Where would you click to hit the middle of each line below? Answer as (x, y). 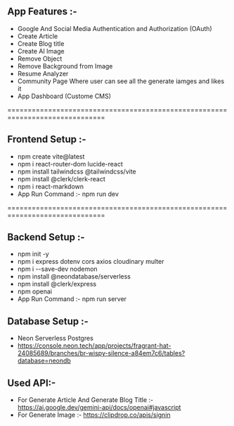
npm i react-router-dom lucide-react (70, 164)
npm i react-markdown (51, 186)
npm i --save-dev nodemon (57, 269)
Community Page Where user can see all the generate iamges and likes (121, 81)
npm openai (35, 291)
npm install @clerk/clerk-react (61, 178)
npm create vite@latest (51, 156)
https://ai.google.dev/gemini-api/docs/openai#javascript (99, 408)
